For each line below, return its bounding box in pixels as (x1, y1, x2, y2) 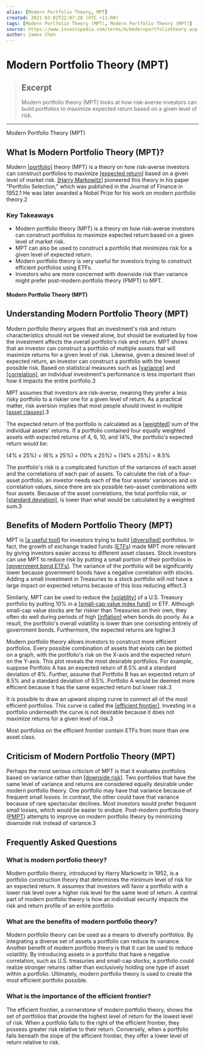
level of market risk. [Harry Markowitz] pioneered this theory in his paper (6, 176, 190, 184)
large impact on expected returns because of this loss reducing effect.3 (6, 582, 187, 589)
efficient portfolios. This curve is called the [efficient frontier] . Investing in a (6, 702, 196, 709)
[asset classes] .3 (6, 408, 49, 416)
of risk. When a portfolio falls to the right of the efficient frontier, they (6, 1019, 180, 1026)
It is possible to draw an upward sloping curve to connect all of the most (6, 695, 188, 703)
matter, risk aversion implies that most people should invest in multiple (6, 402, 183, 409)
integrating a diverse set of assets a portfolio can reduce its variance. (6, 938, 181, 945)
